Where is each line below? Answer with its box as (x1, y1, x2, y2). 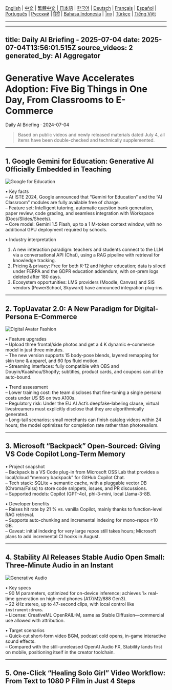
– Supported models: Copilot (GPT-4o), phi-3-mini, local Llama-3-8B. (5, 490, 152, 497)
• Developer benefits (5, 500, 50, 507)
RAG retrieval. (5, 511, 35, 518)
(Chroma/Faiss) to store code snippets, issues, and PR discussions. (5, 485, 147, 491)
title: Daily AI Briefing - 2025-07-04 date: (5, 35, 140, 44)
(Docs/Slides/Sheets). (5, 215, 52, 222)
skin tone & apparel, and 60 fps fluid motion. (5, 358, 99, 364)
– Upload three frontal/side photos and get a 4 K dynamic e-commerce (5, 341, 155, 347)
